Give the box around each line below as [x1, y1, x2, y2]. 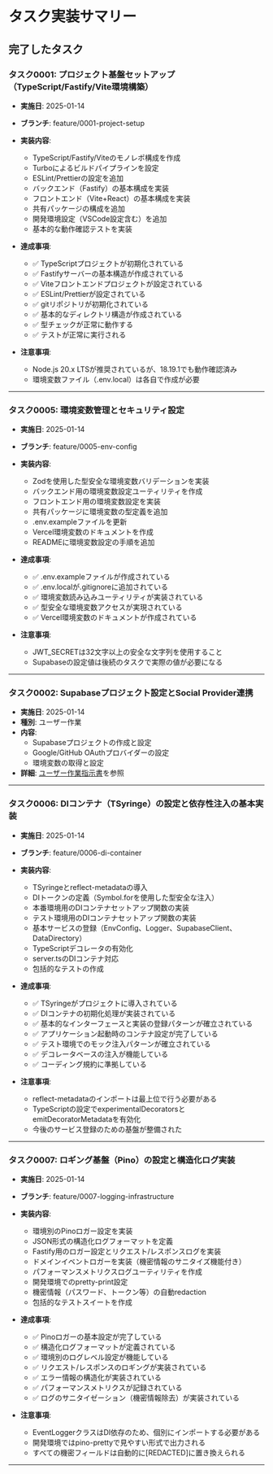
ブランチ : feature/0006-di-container [19, 848, 142, 857]
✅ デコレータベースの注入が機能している [32, 1049, 169, 1058]
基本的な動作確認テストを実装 [32, 224, 132, 233]
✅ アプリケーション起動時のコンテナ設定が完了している [32, 1028, 219, 1038]
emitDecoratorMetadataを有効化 [32, 1114, 141, 1123]
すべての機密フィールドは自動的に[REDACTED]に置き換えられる [32, 1448, 245, 1458]
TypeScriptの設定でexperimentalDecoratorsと [32, 1104, 186, 1114]
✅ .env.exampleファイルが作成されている [32, 572, 171, 582]
